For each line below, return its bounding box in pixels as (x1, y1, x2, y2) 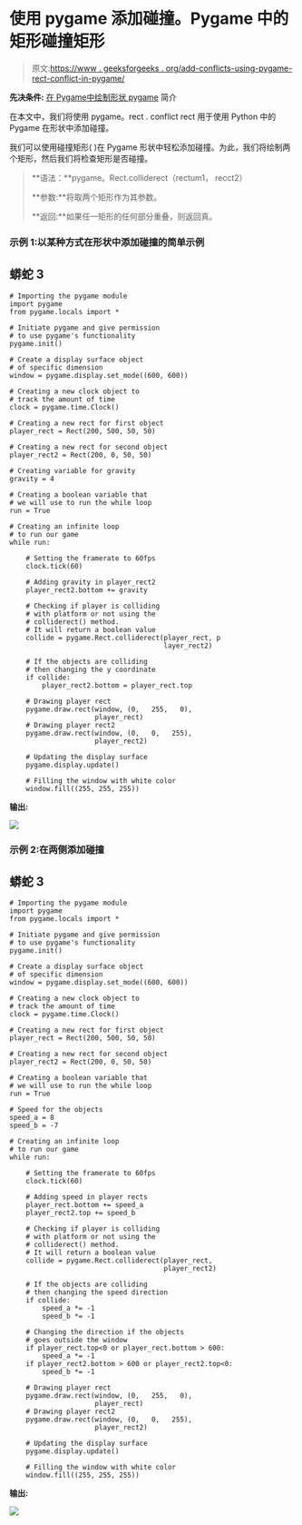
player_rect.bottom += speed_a (25, 1201, 144, 1210)
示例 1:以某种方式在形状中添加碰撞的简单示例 (9, 235, 205, 248)
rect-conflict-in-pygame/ (31, 73, 125, 84)
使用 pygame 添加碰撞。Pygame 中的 (9, 8, 289, 29)
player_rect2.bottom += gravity (25, 585, 148, 595)
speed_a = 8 (9, 1114, 54, 1123)
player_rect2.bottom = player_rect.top (42, 680, 193, 690)
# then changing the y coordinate (25, 665, 156, 674)
